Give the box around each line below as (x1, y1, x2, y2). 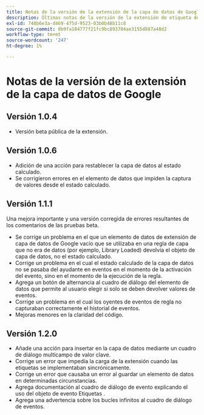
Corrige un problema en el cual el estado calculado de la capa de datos (15, 259, 194, 266)
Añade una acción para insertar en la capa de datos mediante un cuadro (15, 345, 196, 352)
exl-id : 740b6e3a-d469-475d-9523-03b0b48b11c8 (6, 20, 126, 26)
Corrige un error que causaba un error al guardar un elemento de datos (15, 371, 194, 378)
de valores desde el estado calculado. (15, 181, 110, 188)
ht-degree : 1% (6, 43, 42, 49)
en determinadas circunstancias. (15, 377, 97, 385)
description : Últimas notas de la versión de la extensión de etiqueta (6, 15, 191, 21)
